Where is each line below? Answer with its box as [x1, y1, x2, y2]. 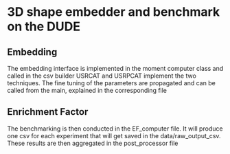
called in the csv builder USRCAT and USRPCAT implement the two [7, 71, 197, 80]
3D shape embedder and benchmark [7, 4, 220, 20]
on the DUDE [7, 19, 81, 34]
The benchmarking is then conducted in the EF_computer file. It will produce [7, 124, 223, 133]
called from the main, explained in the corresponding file [7, 87, 167, 94]
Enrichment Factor [7, 106, 89, 118]
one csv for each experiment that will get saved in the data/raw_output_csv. [7, 131, 221, 140]
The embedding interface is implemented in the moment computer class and [7, 65, 224, 72]
